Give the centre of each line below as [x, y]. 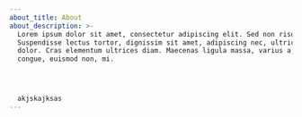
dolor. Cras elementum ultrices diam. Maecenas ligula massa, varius [150, 51]
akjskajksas [40, 99]
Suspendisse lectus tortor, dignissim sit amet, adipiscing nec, [142, 42]
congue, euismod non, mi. [66, 59]
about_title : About [46, 17]
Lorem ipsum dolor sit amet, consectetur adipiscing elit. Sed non [147, 34]
